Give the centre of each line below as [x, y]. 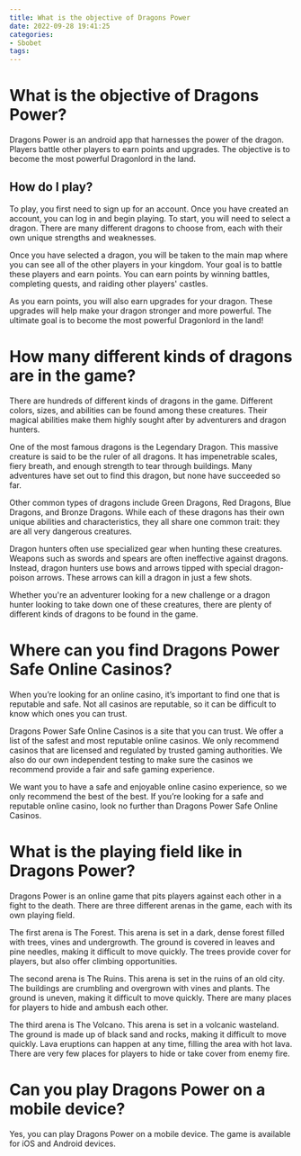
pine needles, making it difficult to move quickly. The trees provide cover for [150, 952]
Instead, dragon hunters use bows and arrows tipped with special [130, 567]
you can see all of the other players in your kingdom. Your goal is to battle [146, 264]
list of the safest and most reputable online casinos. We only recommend [144, 740]
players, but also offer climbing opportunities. [93, 961]
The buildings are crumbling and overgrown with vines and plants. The [140, 988]
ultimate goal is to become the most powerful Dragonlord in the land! [137, 320]
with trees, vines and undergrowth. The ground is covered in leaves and [142, 942]
